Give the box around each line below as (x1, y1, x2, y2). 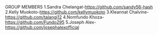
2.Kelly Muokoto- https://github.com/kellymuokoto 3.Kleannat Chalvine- (5, 9, 149, 15)
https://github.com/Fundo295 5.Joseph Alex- (5, 19, 96, 25)
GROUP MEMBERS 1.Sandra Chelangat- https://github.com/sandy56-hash (5, 4, 153, 10)
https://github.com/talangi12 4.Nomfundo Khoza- (5, 14, 104, 20)
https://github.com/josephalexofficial (5, 24, 79, 30)
